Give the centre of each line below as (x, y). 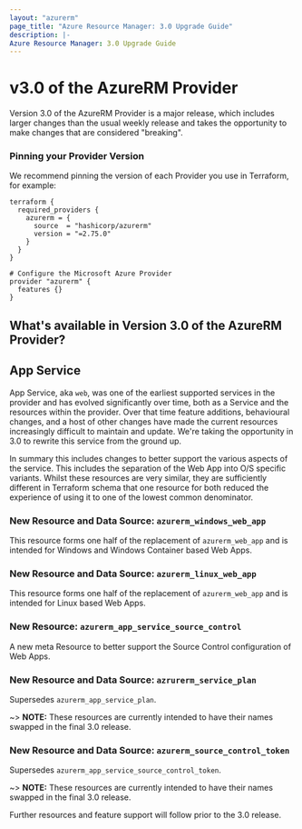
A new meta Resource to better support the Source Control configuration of (151, 646)
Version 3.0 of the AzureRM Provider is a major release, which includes (142, 114)
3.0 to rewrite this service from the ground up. (96, 441)
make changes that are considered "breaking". (96, 133)
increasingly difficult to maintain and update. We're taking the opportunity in (151, 431)
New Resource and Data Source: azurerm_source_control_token (150, 750)
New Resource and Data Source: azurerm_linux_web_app (133, 574)
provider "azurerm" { (50, 282)
